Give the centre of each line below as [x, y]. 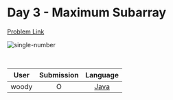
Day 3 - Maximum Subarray [87, 13]
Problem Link [26, 32]
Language [102, 75]
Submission [59, 75]
